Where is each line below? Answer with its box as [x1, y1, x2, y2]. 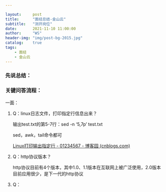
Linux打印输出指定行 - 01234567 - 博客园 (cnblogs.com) [12, 143, 130, 149]
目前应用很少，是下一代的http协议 [12, 171, 84, 177]
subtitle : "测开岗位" [5, 21, 52, 26]
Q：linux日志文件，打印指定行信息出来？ [12, 110, 97, 116]
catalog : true [5, 40, 42, 46]
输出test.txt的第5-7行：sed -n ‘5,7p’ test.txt [12, 121, 103, 127]
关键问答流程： [5, 87, 42, 94]
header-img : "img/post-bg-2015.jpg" [5, 36, 83, 41]
